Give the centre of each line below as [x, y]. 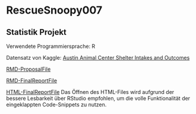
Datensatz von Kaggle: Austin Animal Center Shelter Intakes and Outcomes [98, 58]
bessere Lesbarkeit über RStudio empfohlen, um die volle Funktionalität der [98, 98]
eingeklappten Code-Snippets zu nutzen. [56, 105]
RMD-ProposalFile [29, 69]
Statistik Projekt [37, 32]
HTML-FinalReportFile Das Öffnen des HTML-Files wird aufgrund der [90, 92]
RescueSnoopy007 [54, 10]
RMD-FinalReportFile [32, 81]
